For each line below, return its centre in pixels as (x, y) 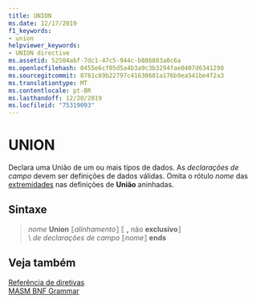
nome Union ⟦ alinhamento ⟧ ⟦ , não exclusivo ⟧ (105, 229)
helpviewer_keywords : (45, 46)
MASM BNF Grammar (44, 291)
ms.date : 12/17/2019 (43, 23)
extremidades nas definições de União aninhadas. (91, 185)
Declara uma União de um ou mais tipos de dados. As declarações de (124, 168)
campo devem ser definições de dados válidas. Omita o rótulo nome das (128, 176)
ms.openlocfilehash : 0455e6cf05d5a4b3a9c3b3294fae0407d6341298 (116, 68)
